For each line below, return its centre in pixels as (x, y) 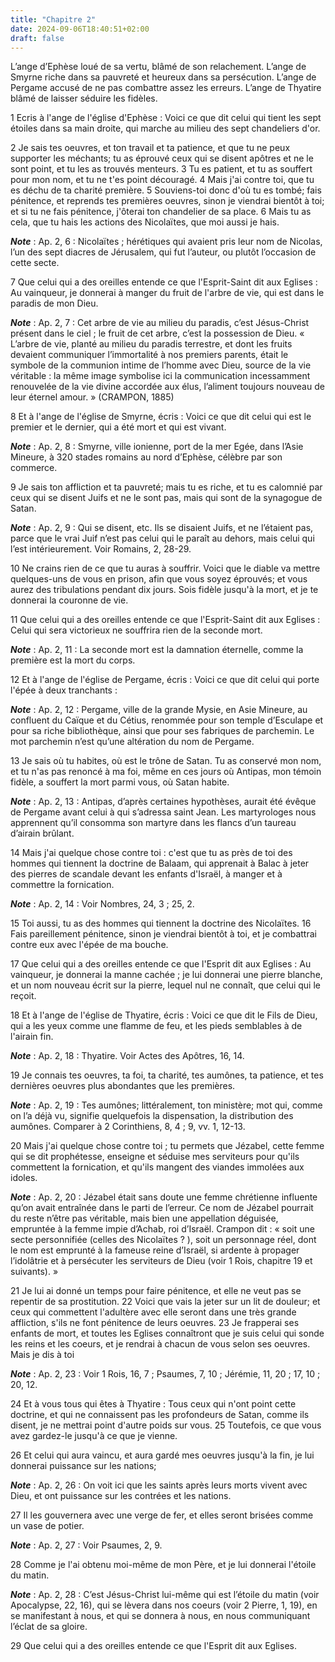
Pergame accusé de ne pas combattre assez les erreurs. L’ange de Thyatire (166, 88)
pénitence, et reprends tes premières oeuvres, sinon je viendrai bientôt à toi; (167, 201)
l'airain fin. (32, 1037)
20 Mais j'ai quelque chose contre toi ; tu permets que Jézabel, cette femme (167, 1146)
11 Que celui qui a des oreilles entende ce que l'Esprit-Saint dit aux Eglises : (165, 620)
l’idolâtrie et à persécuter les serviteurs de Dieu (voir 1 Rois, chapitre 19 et (161, 1261)
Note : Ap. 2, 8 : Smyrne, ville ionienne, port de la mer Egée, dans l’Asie (157, 447)
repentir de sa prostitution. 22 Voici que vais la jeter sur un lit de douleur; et (165, 1302)
